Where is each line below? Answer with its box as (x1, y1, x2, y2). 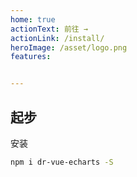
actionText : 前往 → (10, 24, 89, 34)
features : (10, 52, 52, 62)
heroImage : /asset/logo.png (10, 42, 128, 53)
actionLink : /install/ (10, 33, 105, 43)
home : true (10, 14, 56, 25)
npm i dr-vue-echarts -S (10, 157, 114, 167)
